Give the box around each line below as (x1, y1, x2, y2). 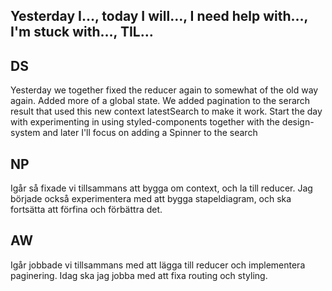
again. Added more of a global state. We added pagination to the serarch (10, 95, 311, 107)
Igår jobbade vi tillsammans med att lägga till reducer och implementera (10, 259, 306, 271)
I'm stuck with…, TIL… (10, 24, 154, 41)
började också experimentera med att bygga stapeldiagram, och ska (10, 193, 292, 205)
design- (281, 116, 315, 128)
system (10, 127, 41, 139)
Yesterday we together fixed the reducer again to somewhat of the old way (10, 84, 319, 96)
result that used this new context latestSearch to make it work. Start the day (10, 105, 323, 118)
